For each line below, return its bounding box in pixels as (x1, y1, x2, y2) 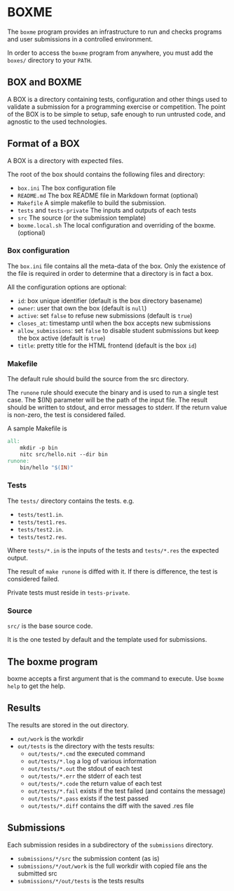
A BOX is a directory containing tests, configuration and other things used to (7, 95, 228, 103)
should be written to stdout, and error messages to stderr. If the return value (7, 403, 228, 411)
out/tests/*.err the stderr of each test (27, 772, 142, 780)
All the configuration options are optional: (7, 282, 127, 291)
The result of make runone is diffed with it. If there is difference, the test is (7, 567, 219, 576)
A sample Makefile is (7, 424, 68, 433)
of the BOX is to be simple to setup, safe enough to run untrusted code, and (7, 110, 226, 118)
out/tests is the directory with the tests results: (17, 741, 155, 750)
